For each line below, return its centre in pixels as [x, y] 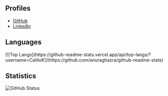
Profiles [18, 8]
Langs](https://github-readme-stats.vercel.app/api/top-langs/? [85, 54]
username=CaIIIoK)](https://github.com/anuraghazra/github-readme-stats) [84, 60]
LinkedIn [22, 26]
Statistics [21, 76]
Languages [23, 42]
